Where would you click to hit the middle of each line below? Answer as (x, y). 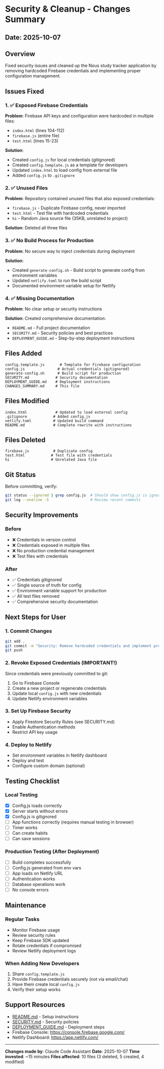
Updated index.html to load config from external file (64, 170)
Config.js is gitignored (34, 816)
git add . (15, 641)
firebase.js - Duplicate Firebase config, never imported (69, 208)
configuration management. (33, 76)
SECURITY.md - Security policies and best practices (62, 333)
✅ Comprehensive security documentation (55, 602)
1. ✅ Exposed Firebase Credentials (47, 105)
